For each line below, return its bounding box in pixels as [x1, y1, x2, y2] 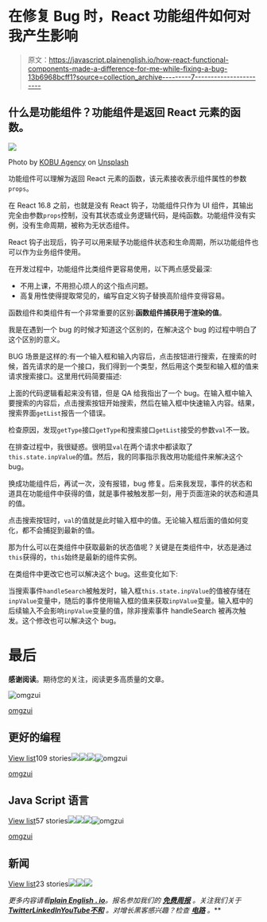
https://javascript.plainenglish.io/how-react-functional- [48, 55, 229, 64]
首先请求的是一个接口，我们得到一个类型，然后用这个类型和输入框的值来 [21, 361, 259, 370]
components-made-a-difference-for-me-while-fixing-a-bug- [27, 64, 228, 73]
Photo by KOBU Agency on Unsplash [8, 157, 130, 167]
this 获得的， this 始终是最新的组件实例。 [8, 552, 141, 561]
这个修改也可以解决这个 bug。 [21, 615, 121, 625]
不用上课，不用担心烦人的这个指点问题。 [19, 281, 153, 290]
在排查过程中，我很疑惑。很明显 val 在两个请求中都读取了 [8, 442, 193, 451]
